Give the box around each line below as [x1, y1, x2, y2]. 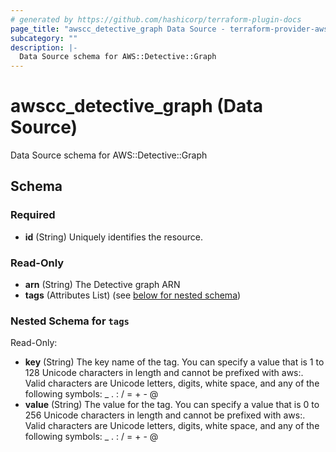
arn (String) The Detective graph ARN [24, 279, 181, 291]
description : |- [10, 42, 78, 53]
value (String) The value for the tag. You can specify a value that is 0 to [24, 399, 320, 411]
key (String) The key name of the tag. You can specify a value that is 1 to [24, 356, 325, 368]
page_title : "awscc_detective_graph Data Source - [10, 24, 226, 34]
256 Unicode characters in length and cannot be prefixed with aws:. [24, 409, 306, 421]
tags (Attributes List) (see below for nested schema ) [24, 289, 242, 301]
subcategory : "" [10, 33, 78, 43]
